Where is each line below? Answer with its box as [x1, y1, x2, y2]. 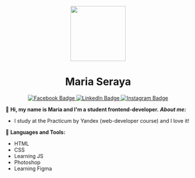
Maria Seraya [65, 75, 132, 89]
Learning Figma [14, 164, 52, 172]
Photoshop [14, 159, 41, 166]
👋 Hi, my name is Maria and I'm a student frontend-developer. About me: [5, 106, 186, 113]
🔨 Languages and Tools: [5, 129, 66, 136]
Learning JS [14, 152, 43, 159]
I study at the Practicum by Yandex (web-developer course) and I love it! [14, 117, 190, 124]
